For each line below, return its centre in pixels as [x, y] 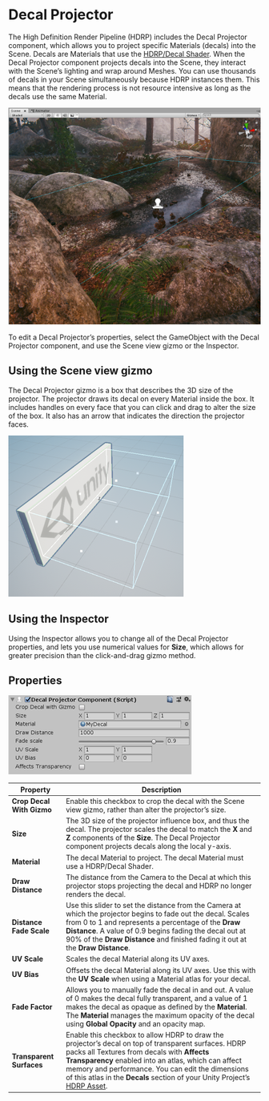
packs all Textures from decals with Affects [137, 1052]
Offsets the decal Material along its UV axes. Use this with [161, 970]
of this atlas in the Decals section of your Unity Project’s [158, 1078]
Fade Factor [32, 1007]
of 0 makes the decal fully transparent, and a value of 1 [157, 998]
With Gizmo [32, 810]
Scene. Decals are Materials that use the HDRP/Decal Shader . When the [127, 54]
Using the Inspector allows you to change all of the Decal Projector [118, 638]
